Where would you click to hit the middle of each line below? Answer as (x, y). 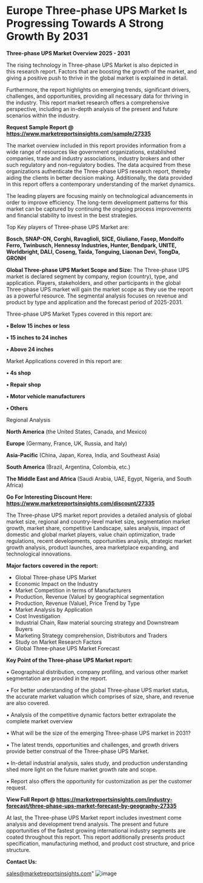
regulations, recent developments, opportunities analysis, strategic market (99, 540)
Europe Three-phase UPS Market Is (97, 11)
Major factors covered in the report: (52, 565)
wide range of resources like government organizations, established (91, 152)
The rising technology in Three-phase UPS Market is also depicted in (92, 65)
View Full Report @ (31, 799)
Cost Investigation (38, 616)
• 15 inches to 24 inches (37, 337)
